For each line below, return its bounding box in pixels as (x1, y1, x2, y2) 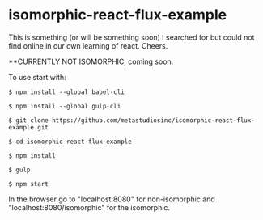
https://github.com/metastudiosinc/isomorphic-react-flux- (51, 116, 255, 125)
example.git (8, 123, 49, 131)
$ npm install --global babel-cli (8, 87, 125, 96)
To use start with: (8, 72, 66, 82)
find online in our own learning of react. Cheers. (8, 40, 168, 50)
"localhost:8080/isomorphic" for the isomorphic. (8, 202, 171, 212)
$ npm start (8, 180, 49, 188)
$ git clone (8, 116, 49, 125)
